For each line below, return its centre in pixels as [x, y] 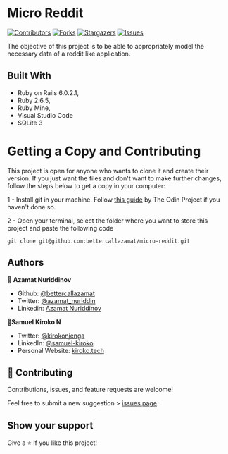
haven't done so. [32, 207]
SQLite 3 [30, 123]
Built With [29, 76]
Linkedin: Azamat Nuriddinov [59, 308]
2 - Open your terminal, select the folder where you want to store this [108, 221]
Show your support [50, 425]
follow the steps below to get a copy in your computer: [86, 185]
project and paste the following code [61, 228]
